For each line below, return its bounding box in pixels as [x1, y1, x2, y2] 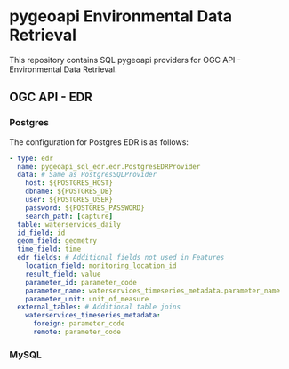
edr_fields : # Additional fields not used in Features [17, 253, 225, 262]
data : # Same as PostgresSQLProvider [17, 171, 157, 180]
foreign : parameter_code [32, 319, 125, 328]
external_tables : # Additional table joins [17, 302, 181, 312]
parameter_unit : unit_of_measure [25, 294, 149, 303]
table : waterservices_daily [17, 220, 122, 229]
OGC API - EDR [9, 90, 93, 105]
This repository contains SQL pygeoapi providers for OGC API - [9, 54, 242, 65]
